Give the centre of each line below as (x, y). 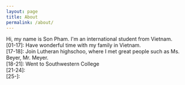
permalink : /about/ (30, 22)
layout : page (22, 11)
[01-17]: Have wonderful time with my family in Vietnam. (73, 45)
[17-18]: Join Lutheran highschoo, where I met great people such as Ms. (93, 52)
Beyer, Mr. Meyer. (27, 58)
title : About (22, 17)
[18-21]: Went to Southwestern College (53, 64)
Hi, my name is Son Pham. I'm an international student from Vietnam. (89, 39)
